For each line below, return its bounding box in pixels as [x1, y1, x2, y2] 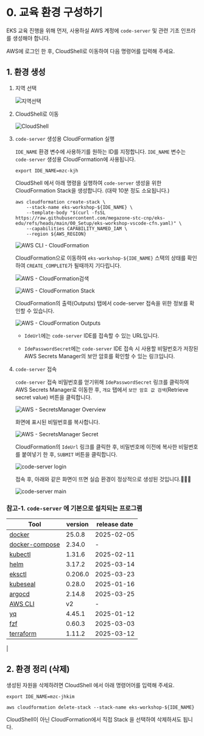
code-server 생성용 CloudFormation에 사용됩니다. [15, 155, 136, 163]
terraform [9, 629, 37, 638]
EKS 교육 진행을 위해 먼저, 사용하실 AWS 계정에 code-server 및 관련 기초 [6, 27, 180, 34]
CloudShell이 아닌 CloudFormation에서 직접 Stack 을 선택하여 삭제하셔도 [6, 715, 181, 723]
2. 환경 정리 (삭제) [6, 664, 70, 674]
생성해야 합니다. [12, 34, 51, 41]
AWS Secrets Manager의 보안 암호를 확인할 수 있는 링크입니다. [24, 352, 175, 359]
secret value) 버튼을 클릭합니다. [15, 394, 93, 401]
